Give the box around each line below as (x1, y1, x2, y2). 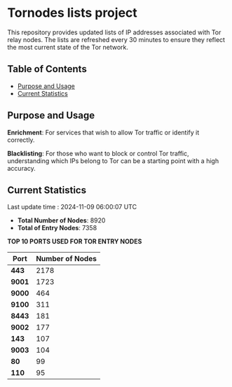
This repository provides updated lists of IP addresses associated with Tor (7, 28, 221, 36)
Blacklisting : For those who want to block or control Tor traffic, (7, 149, 189, 157)
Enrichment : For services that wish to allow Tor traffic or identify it (7, 128, 200, 136)
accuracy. (7, 164, 36, 172)
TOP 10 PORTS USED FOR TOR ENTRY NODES (7, 237, 142, 246)
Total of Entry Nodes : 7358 (17, 224, 97, 232)
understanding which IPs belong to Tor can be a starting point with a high (7, 156, 219, 165)
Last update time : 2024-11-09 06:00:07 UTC (7, 203, 137, 211)
